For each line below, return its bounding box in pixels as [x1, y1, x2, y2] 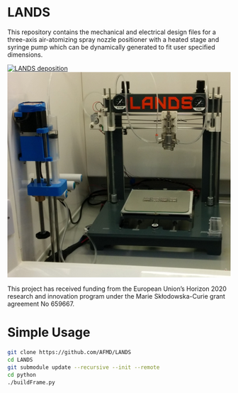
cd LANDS [7, 356, 33, 363]
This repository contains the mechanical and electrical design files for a [7, 28, 216, 36]
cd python [7, 371, 37, 378]
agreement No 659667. [7, 299, 75, 309]
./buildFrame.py [7, 379, 55, 386]
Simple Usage [7, 324, 91, 341]
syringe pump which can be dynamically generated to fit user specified [7, 43, 215, 51]
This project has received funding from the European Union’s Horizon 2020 [7, 284, 227, 293]
